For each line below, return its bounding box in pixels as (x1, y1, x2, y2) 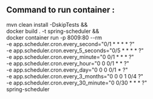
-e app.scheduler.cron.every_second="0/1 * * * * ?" (6, 40, 135, 47)
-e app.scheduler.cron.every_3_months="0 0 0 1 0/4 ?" (6, 72, 144, 80)
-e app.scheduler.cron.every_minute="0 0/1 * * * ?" (6, 53, 135, 60)
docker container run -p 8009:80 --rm (6, 33, 102, 41)
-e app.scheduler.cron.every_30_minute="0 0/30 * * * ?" (6, 79, 148, 86)
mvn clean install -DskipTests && (6, 21, 88, 28)
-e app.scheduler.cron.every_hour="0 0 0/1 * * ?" (6, 60, 129, 67)
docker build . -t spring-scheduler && (6, 27, 100, 35)
